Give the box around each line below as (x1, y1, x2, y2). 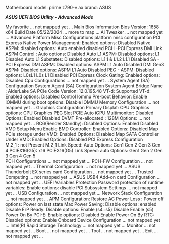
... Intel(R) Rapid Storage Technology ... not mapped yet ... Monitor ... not (5, 222, 156, 228)
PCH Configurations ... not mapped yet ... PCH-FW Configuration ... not (5, 158, 153, 164)
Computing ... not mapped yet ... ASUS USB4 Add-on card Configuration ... (5, 174, 161, 180)
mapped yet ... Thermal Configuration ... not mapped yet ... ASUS (5, 164, 141, 169)
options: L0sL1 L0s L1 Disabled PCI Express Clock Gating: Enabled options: (5, 72, 160, 78)
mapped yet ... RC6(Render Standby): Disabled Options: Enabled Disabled (5, 121, 159, 126)
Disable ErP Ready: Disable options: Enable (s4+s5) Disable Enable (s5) (5, 207, 154, 212)
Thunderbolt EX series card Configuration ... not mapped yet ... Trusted (5, 169, 153, 175)
